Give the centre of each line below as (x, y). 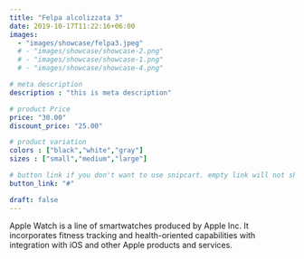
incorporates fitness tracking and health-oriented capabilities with (133, 235)
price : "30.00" (38, 117)
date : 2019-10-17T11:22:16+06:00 (72, 26)
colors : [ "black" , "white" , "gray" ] (76, 151)
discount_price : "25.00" (56, 126)
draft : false (34, 199)
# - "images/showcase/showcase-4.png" (91, 69)
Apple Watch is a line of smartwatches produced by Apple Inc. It (129, 226)
